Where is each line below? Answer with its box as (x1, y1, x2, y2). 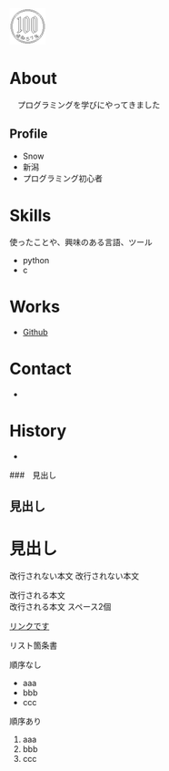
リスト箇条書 (9, 640, 57, 651)
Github (22, 326, 48, 337)
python (22, 254, 50, 265)
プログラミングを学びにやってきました (16, 99, 161, 110)
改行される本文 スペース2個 (9, 601, 112, 612)
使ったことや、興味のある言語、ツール (9, 236, 153, 247)
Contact (9, 358, 72, 379)
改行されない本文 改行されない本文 (9, 570, 139, 581)
